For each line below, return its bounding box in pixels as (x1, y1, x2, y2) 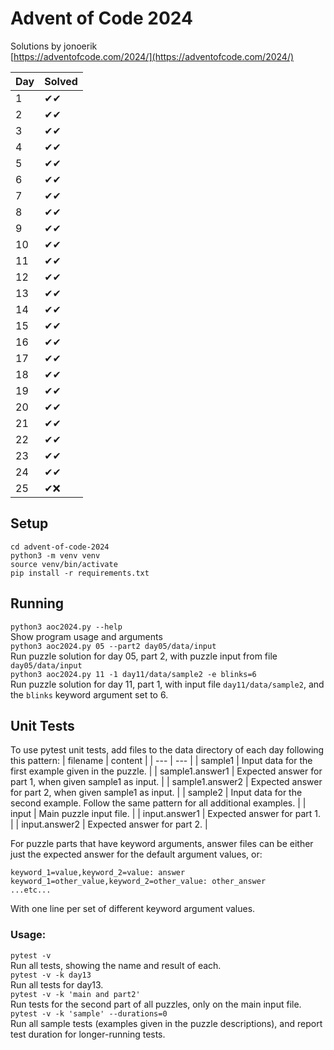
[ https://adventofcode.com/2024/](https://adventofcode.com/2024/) (10, 50, 295, 62)
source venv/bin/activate (10, 559, 118, 569)
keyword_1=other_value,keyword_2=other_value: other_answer (10, 877, 267, 887)
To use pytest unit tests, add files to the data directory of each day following (10, 744, 325, 756)
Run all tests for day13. (10, 978, 104, 991)
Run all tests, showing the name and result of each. (10, 959, 222, 971)
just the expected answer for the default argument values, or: (10, 848, 263, 861)
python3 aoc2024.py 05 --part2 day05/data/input (10, 641, 217, 651)
